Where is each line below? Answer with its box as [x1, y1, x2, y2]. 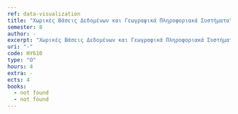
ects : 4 [7, 76, 30, 84]
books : [7, 83, 27, 90]
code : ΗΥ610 [7, 50, 42, 57]
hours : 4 [7, 63, 33, 70]
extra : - [7, 69, 33, 76]
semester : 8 [7, 23, 42, 30]
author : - [7, 30, 37, 38]
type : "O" [7, 57, 37, 64]
